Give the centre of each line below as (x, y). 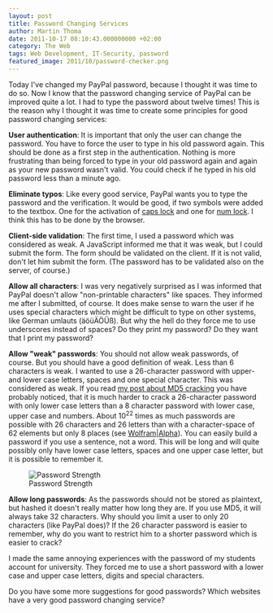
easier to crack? (35, 542)
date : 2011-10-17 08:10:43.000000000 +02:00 (85, 39)
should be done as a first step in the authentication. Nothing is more (122, 152)
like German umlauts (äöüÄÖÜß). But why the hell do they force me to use (132, 320)
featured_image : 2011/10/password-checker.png (89, 62)
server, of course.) (39, 270)
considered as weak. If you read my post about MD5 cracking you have (128, 388)
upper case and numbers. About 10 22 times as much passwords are (122, 414)
